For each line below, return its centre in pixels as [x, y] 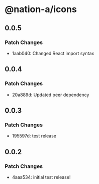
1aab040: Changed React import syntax [53, 53]
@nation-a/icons [41, 9]
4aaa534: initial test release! [41, 177]
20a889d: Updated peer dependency [51, 95]
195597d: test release [34, 136]
